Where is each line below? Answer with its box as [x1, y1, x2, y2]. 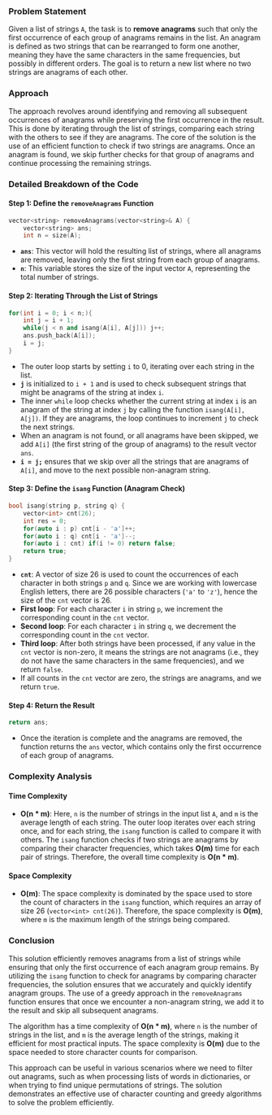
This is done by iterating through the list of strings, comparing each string [8, 124, 255, 133]
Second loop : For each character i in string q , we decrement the [19, 621, 237, 631]
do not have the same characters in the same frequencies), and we [19, 656, 245, 665]
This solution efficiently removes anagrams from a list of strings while [8, 953, 241, 963]
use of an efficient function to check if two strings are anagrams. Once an [8, 141, 256, 150]
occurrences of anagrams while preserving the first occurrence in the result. [8, 115, 265, 124]
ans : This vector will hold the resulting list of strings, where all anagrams [19, 246, 261, 256]
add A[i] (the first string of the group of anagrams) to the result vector [19, 439, 257, 449]
